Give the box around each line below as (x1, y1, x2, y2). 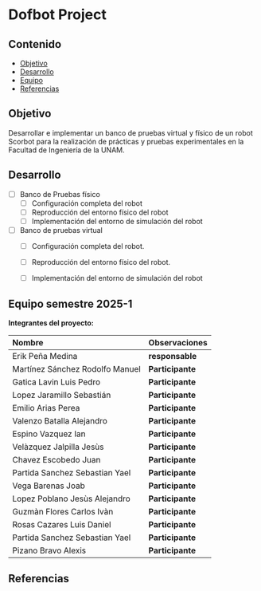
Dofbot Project (8, 6, 107, 24)
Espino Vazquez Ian (12, 428, 86, 439)
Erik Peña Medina (12, 350, 78, 361)
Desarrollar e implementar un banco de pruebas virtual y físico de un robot (8, 128, 253, 137)
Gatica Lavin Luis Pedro (12, 376, 101, 388)
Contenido (8, 37, 62, 51)
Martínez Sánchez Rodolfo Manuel (12, 363, 141, 374)
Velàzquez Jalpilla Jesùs (12, 441, 105, 452)
